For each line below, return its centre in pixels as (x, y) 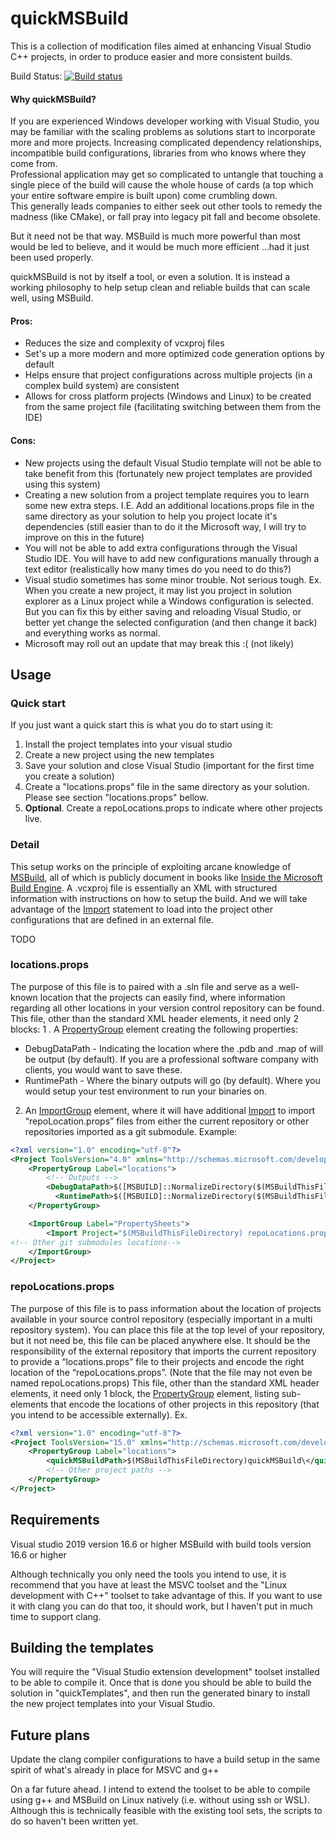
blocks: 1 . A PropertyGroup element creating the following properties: (154, 1029)
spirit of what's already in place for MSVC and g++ (115, 1770)
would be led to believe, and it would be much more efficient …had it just (160, 247)
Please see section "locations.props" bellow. (116, 798)
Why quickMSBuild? (53, 99)
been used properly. (52, 258)
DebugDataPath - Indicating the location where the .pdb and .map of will (174, 1048)
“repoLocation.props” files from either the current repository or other (167, 1121)
